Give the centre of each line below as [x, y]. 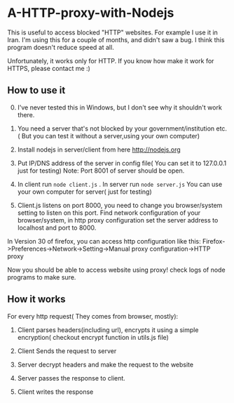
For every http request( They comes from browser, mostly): [93, 316]
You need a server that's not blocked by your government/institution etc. [122, 128]
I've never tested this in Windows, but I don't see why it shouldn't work [119, 107]
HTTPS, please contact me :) [49, 68]
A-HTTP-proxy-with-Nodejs [91, 13]
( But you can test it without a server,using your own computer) [109, 136]
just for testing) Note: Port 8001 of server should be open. [101, 171]
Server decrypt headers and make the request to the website [105, 364]
